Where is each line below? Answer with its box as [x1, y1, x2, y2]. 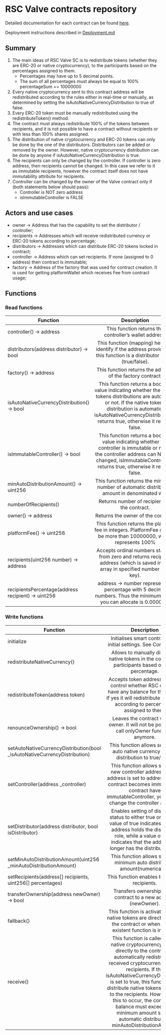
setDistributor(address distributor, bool [7, 823, 98, 830]
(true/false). [121, 358, 149, 365]
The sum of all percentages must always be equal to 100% [19, 78, 139, 84]
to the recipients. [109, 990, 149, 997]
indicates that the [111, 838, 152, 845]
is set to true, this [110, 978, 150, 985]
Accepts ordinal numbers [96, 547, 155, 554]
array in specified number [99, 565, 160, 572]
